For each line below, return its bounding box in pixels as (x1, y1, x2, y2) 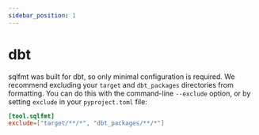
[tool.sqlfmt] (8, 112, 55, 120)
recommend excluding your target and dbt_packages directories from (8, 80, 234, 89)
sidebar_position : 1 (8, 11, 77, 20)
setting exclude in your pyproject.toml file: (8, 96, 148, 107)
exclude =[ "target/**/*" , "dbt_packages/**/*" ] (8, 119, 165, 127)
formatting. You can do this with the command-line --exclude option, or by (8, 88, 251, 98)
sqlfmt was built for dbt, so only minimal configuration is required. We (8, 72, 235, 81)
